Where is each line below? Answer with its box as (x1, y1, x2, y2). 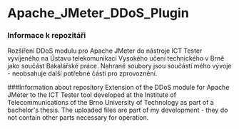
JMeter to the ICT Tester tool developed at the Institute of (7, 91, 177, 99)
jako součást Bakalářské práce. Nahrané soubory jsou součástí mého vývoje (7, 62, 232, 71)
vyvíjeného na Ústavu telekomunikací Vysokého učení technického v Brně (7, 54, 225, 63)
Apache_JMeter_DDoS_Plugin (7, 5, 189, 21)
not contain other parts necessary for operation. (7, 113, 149, 122)
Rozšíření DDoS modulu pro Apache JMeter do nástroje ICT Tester (7, 46, 203, 55)
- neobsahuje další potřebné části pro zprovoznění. (7, 69, 158, 78)
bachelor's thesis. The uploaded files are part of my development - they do (7, 105, 228, 115)
